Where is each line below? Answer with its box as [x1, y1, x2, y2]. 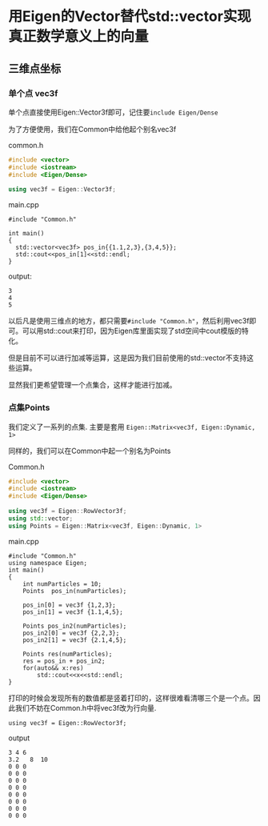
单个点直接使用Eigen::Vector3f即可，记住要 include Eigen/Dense [8, 107, 218, 117]
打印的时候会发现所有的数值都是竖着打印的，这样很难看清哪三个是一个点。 [8, 693, 254, 703]
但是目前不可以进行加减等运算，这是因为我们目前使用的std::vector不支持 [8, 353, 247, 363]
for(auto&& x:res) [22, 664, 84, 672]
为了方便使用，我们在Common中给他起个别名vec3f [8, 124, 177, 134]
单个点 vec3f [8, 87, 58, 98]
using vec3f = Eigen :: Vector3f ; [8, 186, 116, 194]
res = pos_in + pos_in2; [22, 657, 106, 665]
